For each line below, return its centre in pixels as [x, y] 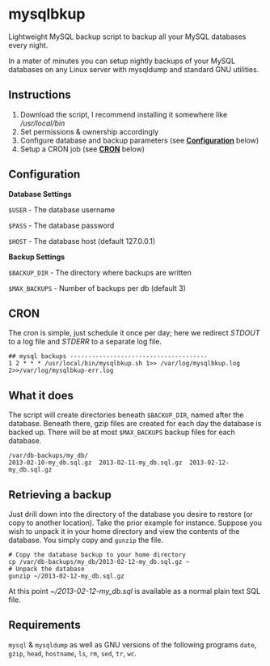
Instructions [40, 95]
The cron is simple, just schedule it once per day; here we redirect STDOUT [134, 333]
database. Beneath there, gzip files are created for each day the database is [135, 424]
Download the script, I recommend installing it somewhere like [124, 114]
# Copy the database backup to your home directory [97, 555]
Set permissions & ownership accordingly [89, 131]
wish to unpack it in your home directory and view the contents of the [124, 531]
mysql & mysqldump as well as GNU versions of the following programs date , [133, 644]
